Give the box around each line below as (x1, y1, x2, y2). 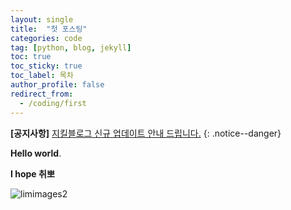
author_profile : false (10, 80, 105, 90)
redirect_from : (10, 89, 74, 99)
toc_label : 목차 (10, 71, 74, 81)
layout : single (10, 14, 74, 25)
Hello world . (10, 147, 62, 159)
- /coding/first (19, 98, 87, 108)
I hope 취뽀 (10, 167, 55, 180)
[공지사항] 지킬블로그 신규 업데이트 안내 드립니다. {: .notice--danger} (10, 127, 282, 139)
